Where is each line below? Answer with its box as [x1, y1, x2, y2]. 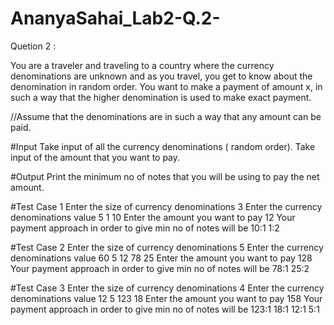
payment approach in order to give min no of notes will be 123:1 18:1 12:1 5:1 [10, 303, 320, 315]
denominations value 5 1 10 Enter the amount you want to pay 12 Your [10, 211, 296, 223]
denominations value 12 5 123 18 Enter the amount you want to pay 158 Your [10, 292, 323, 304]
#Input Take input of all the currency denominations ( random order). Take [10, 140, 316, 152]
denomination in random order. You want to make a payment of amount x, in [10, 80, 323, 92]
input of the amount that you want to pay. [10, 151, 181, 163]
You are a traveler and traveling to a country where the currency [10, 59, 275, 71]
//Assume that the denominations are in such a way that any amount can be [10, 110, 322, 122]
